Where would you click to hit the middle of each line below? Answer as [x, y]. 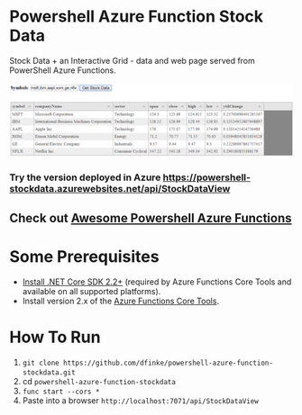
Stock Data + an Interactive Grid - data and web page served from [132, 60]
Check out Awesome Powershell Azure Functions [151, 218]
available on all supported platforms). [92, 291]
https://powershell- [206, 177]
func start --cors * [61, 392]
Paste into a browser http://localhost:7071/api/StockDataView [140, 400]
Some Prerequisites [84, 256]
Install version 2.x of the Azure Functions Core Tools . [120, 301]
